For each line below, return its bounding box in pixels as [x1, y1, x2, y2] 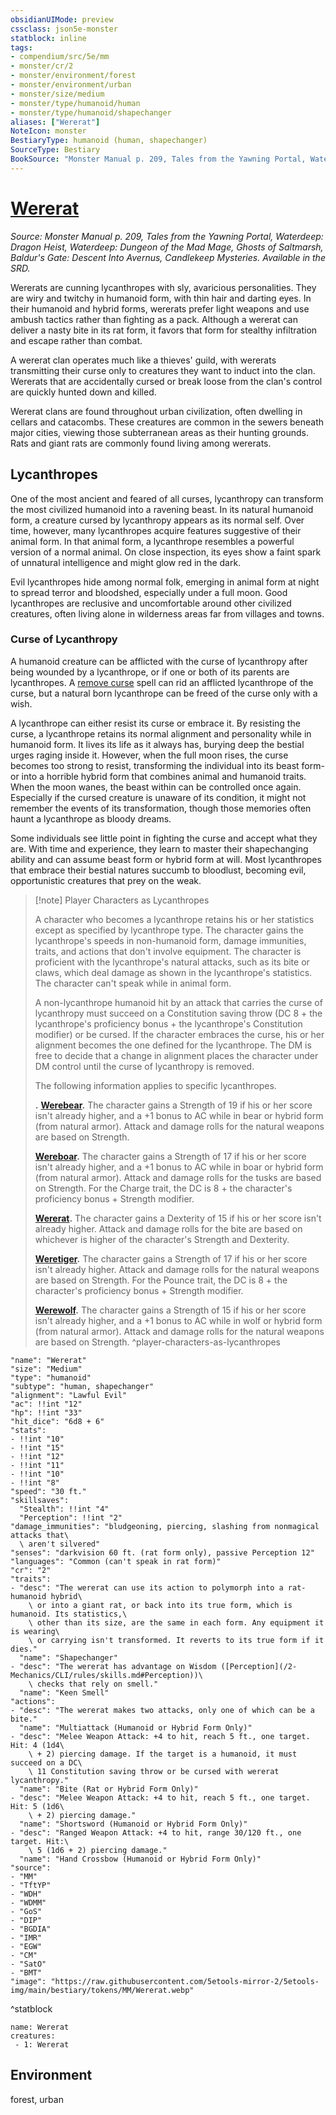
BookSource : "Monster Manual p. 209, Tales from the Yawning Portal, [10, 154, 307, 164]
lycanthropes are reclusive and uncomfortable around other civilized [10, 597, 292, 609]
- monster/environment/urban [10, 80, 132, 90]
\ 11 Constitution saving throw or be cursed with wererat [28, 1766, 280, 1776]
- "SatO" [10, 1959, 47, 1969]
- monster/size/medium [10, 89, 105, 99]
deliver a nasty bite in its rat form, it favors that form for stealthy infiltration [10, 324, 318, 336]
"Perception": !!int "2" [19, 1512, 123, 1523]
